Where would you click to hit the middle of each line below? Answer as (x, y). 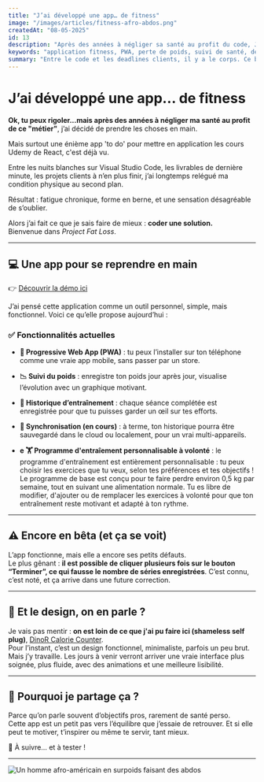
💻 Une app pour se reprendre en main (103, 265)
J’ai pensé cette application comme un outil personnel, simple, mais (118, 306)
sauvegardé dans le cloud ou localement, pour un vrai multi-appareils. (133, 435)
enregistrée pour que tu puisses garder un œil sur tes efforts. (119, 411)
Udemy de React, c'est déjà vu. (59, 152)
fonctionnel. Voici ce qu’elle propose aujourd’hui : (88, 314)
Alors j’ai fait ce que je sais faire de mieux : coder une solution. (111, 223)
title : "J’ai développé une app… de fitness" (84, 15)
